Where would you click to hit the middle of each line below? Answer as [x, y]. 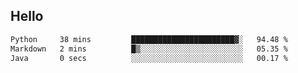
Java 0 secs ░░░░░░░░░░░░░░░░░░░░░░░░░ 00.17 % [149, 58]
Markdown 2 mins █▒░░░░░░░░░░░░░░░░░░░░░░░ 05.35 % [149, 49]
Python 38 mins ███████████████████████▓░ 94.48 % [149, 39]
